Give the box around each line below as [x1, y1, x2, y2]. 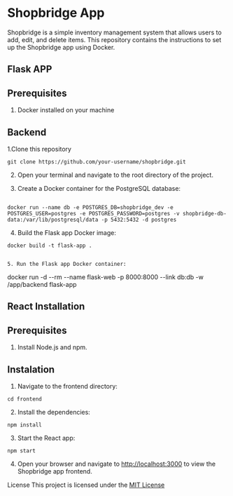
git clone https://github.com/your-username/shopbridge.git [7, 158, 187, 166]
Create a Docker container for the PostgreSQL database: [17, 184, 181, 192]
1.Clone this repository [7, 145, 72, 153]
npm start [7, 447, 36, 454]
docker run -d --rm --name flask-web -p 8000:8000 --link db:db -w [7, 272, 204, 281]
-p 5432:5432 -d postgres [101, 216, 177, 223]
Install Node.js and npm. [17, 343, 87, 351]
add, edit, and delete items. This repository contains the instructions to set [7, 35, 222, 43]
